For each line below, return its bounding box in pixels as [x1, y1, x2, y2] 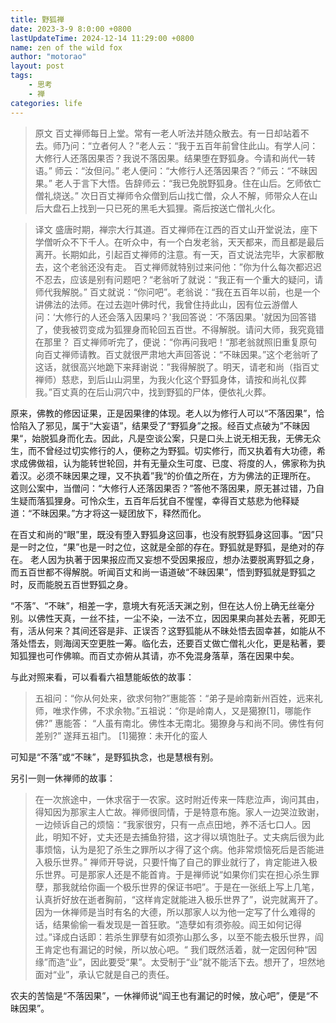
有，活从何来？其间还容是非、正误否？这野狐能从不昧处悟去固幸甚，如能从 [10, 624, 317, 636]
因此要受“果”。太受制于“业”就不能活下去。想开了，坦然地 [90, 956, 325, 968]
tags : [10, 71, 33, 81]
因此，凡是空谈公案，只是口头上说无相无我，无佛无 [101, 432, 313, 444]
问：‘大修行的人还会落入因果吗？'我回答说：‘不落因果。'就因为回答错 [34, 311, 317, 323]
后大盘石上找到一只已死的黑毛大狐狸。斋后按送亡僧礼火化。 [34, 202, 281, 214]
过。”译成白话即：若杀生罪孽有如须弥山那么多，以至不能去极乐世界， [34, 931, 315, 943]
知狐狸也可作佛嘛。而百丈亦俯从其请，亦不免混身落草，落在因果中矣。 [10, 649, 300, 661]
